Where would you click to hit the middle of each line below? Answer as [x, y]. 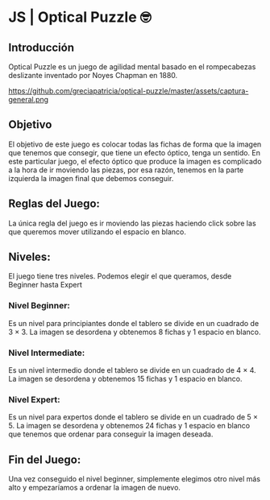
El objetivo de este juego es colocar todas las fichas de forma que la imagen [135, 144]
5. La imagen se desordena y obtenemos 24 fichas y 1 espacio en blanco [129, 426]
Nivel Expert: [34, 399]
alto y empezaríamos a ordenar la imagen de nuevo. [95, 488]
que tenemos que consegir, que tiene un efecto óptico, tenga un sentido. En [134, 152]
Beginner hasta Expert [46, 285]
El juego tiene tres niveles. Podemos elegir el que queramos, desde [120, 276]
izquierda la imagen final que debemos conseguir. [91, 178]
